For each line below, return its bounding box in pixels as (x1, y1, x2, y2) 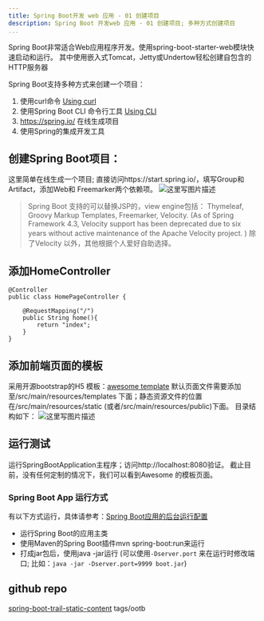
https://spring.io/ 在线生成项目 (19, 116, 120, 126)
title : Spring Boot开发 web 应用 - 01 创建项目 (8, 11, 160, 20)
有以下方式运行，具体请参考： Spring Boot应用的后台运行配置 (8, 511, 208, 521)
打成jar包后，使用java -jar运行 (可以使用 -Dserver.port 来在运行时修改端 (19, 549, 255, 559)
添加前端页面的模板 (8, 359, 103, 372)
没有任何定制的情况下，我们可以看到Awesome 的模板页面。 (22, 470, 218, 479)
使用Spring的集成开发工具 (19, 126, 105, 136)
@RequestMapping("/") (22, 307, 94, 315)
